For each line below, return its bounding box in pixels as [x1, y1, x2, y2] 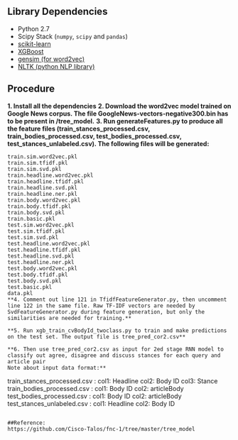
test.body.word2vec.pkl [7, 265, 78, 272]
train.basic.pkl [7, 215, 55, 222]
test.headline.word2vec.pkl [7, 240, 91, 247]
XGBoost [17, 47, 44, 55]
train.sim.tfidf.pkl [7, 159, 69, 166]
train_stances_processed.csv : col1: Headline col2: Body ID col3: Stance [7, 376, 218, 385]
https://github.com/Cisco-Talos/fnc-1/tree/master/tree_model [7, 425, 195, 432]
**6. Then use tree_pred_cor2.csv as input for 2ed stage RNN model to [7, 346, 224, 353]
